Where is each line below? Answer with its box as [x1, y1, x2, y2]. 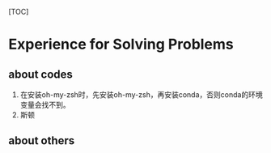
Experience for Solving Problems [8, 36, 235, 53]
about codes [8, 67, 73, 81]
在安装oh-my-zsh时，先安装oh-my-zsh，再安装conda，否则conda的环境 [19, 90, 263, 100]
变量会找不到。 [19, 100, 70, 109]
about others [8, 134, 75, 148]
